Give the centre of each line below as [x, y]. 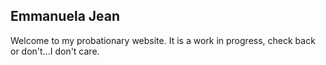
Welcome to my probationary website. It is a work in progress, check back [163, 40]
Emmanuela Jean [65, 16]
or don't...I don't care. [55, 51]
